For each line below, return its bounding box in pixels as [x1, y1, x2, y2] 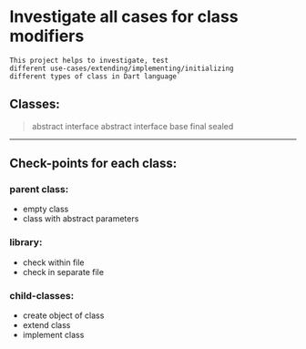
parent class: [9, 183, 69, 196]
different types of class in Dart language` [9, 71, 181, 81]
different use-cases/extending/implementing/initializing [9, 64, 234, 73]
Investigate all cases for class [9, 6, 239, 27]
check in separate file [22, 266, 105, 277]
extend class [22, 320, 71, 331]
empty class [22, 203, 69, 215]
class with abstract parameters [22, 213, 139, 224]
